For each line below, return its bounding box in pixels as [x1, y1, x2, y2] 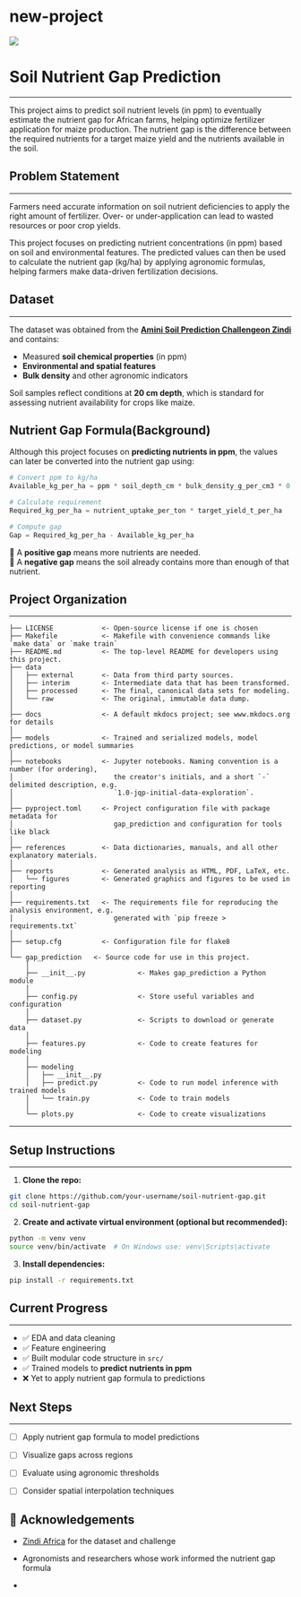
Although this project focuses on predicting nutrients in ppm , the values [9, 446, 278, 458]
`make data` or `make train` [9, 640, 118, 648]
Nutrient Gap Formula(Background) [9, 423, 211, 438]
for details [9, 718, 54, 727]
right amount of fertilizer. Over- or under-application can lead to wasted [9, 210, 274, 221]
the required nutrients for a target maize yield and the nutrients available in [9, 133, 285, 144]
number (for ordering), [9, 765, 99, 774]
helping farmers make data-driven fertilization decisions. [9, 266, 219, 277]
